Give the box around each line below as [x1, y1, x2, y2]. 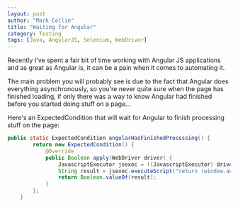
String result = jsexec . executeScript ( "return [57, 167, 198, 175]
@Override [45, 148, 74, 155]
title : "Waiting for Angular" [7, 23, 97, 30]
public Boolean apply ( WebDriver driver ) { [45, 154, 173, 161]
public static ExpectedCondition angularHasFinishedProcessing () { [7, 135, 211, 142]
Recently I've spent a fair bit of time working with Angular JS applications [7, 56, 221, 64]
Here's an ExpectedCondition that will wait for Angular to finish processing [7, 114, 225, 122]
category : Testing [7, 30, 62, 37]
